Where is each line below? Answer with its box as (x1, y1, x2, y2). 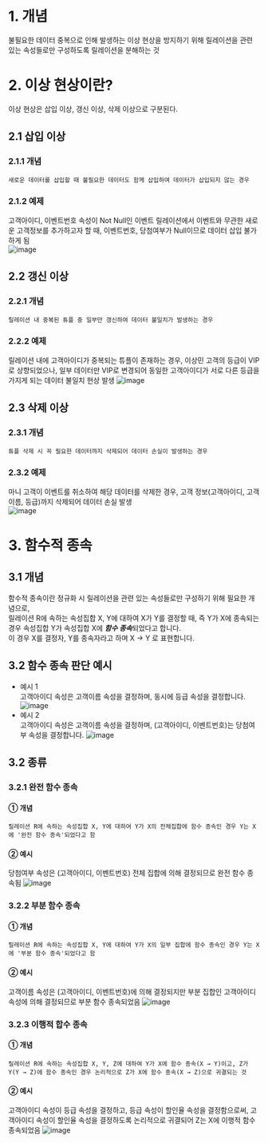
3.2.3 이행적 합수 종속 (8, 1018, 88, 1029)
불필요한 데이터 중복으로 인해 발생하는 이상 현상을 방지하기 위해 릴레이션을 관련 (8, 35, 254, 45)
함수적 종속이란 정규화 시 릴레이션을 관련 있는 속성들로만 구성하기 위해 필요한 (8, 593, 247, 603)
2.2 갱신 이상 (8, 269, 69, 284)
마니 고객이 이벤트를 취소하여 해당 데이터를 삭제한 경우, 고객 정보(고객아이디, (8, 487, 245, 496)
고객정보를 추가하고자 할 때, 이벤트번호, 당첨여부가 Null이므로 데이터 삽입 (16, 225, 242, 235)
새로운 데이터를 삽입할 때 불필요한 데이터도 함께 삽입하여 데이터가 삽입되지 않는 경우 (8, 176, 250, 184)
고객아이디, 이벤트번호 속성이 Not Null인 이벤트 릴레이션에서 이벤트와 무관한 (8, 215, 244, 225)
